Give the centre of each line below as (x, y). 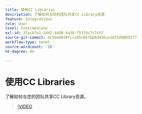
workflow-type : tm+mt (28, 42)
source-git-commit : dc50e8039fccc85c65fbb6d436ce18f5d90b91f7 (71, 38)
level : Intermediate (27, 28)
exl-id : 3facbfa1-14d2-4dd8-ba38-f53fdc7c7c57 (54, 33)
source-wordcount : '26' (30, 47)
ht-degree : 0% (20, 51)
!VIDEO (25, 107)
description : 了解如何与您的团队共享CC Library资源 (55, 14)
